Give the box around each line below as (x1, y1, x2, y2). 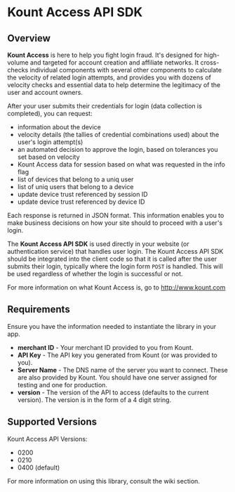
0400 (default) (17, 463, 60, 472)
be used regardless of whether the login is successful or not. (7, 270, 184, 278)
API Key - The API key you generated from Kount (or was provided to (17, 351, 217, 359)
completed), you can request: (7, 110, 93, 117)
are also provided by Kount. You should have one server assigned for (17, 373, 217, 382)
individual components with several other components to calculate (29, 66, 222, 74)
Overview (7, 32, 51, 44)
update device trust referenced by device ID (17, 198, 145, 206)
